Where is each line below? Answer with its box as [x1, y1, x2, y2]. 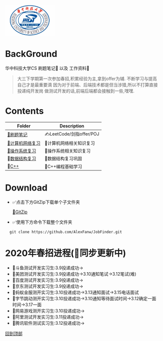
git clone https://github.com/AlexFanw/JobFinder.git [9, 229, 122, 235]
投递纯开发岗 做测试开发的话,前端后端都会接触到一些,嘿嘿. [17, 88, 134, 94]
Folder [17, 123, 31, 129]
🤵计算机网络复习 [7, 140, 41, 146]
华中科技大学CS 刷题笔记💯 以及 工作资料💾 [5, 65, 90, 71]
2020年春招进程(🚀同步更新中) [5, 248, 127, 259]
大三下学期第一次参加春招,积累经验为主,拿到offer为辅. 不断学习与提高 [17, 76, 158, 82]
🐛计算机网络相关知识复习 [44, 140, 95, 146]
